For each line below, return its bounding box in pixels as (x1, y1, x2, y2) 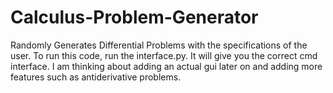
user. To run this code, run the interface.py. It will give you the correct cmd (10, 49, 318, 61)
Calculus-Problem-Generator (10, 6, 259, 29)
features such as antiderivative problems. (10, 71, 182, 83)
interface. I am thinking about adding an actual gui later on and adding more (10, 60, 323, 72)
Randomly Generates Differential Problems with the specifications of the (10, 39, 308, 51)
